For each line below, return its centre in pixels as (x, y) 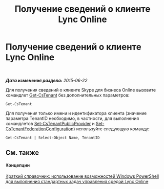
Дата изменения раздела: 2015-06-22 (46, 80)
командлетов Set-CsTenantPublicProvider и (50, 123)
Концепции (18, 165)
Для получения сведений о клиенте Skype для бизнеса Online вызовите (81, 90)
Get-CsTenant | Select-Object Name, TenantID (52, 138)
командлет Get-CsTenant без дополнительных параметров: (68, 95)
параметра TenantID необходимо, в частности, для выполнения (72, 118)
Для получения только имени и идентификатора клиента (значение (76, 113)
